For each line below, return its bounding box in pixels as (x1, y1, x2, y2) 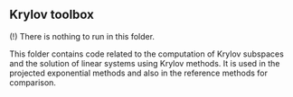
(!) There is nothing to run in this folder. (9, 31, 156, 41)
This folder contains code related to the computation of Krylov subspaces (9, 48, 285, 59)
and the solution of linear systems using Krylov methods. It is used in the (9, 57, 280, 68)
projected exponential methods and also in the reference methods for (9, 67, 269, 78)
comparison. (9, 76, 57, 88)
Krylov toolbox (9, 7, 95, 22)
